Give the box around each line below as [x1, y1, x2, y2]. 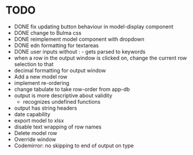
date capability [14, 110, 51, 118]
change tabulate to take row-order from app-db [14, 85, 130, 93]
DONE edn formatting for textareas [14, 42, 99, 49]
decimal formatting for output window [14, 67, 106, 74]
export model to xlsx [14, 117, 64, 124]
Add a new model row [14, 73, 68, 80]
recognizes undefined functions [22, 98, 101, 105]
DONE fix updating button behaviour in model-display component [14, 23, 174, 30]
